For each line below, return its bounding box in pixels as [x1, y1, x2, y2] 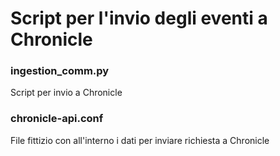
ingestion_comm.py [10, 64, 110, 78]
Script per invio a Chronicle [10, 87, 123, 99]
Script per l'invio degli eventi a [10, 7, 268, 30]
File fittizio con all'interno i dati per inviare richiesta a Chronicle [10, 134, 270, 146]
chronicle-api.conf [10, 112, 104, 126]
